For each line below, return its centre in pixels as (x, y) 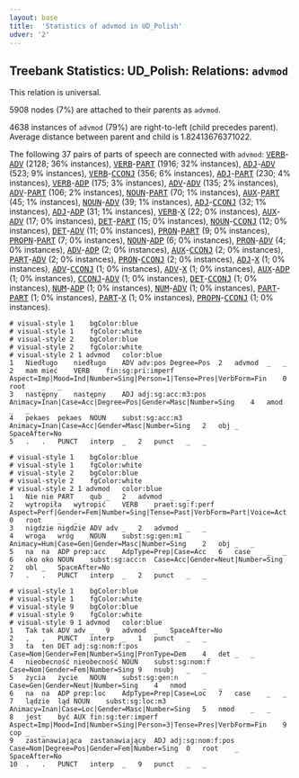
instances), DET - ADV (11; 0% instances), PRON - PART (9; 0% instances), (140, 231)
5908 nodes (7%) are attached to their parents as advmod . (115, 110)
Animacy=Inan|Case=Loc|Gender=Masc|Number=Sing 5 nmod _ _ (140, 710)
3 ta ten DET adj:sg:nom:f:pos (74, 647)
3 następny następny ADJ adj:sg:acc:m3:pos (108, 395)
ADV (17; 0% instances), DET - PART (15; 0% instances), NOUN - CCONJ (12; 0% (148, 221)
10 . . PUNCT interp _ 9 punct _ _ (108, 765)
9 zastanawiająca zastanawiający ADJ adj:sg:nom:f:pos (122, 741)
